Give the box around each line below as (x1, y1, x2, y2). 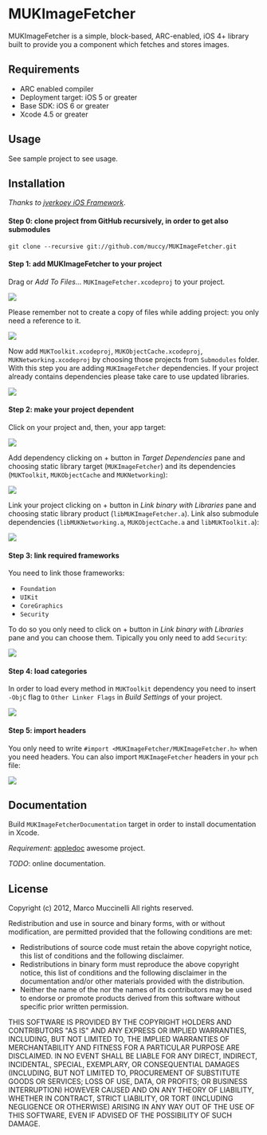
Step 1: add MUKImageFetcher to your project (8, 259, 163, 269)
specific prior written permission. (19, 1002, 129, 1011)
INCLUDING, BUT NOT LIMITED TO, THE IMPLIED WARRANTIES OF (8, 1035, 230, 1044)
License (8, 882, 49, 896)
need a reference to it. (8, 316, 81, 325)
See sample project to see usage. (8, 153, 118, 164)
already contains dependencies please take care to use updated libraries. (8, 372, 249, 381)
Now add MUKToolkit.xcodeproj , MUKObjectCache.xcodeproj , (8, 346, 203, 356)
